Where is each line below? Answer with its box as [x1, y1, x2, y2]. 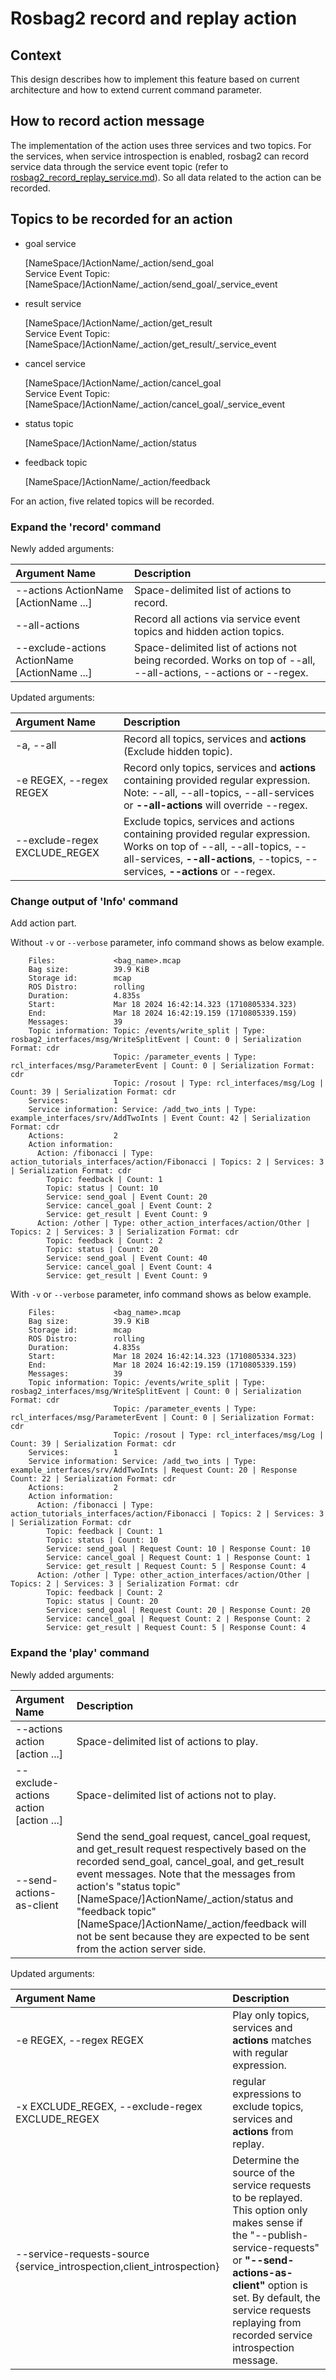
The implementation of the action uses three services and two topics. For [10, 139, 312, 151]
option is [267, 2278, 308, 2292]
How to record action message [10, 113, 205, 130]
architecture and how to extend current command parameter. [10, 84, 263, 96]
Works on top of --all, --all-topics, [123, 839, 292, 853]
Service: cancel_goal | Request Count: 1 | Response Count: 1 [46, 1553, 311, 1563]
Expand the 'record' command [10, 520, 162, 534]
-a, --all [15, 738, 57, 752]
